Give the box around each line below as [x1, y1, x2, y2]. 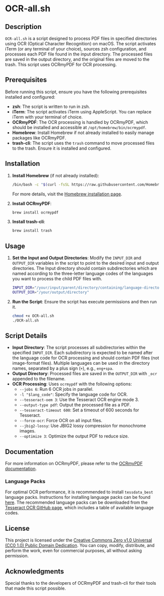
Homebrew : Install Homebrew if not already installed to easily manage [12, 130, 154, 135]
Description [5, 23, 42, 31]
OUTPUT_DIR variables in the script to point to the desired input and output [12, 260, 159, 266]
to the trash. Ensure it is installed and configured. [12, 145, 112, 151]
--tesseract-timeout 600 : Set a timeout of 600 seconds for [19, 407, 140, 413]
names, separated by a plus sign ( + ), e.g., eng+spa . [12, 365, 114, 371]
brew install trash [12, 228, 52, 233]
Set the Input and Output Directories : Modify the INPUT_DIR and [12, 255, 141, 261]
